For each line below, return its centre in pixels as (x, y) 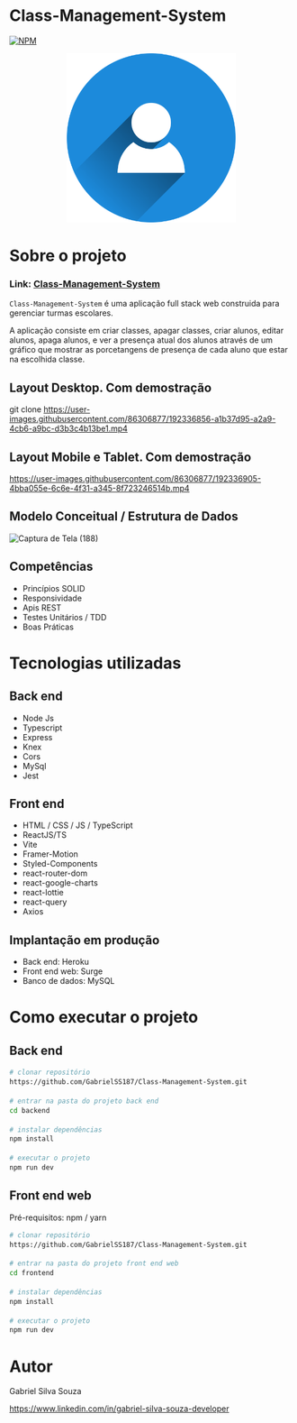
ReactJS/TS (45, 835)
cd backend (30, 1110)
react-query (45, 902)
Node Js (38, 718)
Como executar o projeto (104, 1018)
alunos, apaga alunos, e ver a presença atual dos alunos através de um (141, 340)
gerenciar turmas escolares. (62, 313)
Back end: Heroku (56, 962)
